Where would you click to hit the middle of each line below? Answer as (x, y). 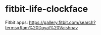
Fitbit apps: (17, 22)
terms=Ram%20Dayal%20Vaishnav (42, 27)
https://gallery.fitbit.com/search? (62, 22)
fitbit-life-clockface (47, 9)
